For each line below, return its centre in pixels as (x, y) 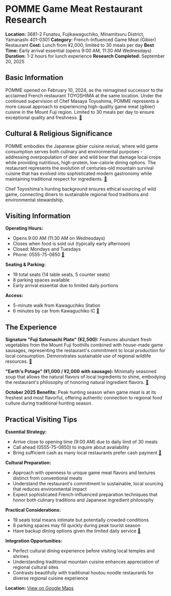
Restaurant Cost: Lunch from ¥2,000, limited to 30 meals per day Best (80, 45)
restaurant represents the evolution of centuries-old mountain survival (80, 168)
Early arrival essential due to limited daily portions (65, 286)
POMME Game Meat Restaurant (74, 9)
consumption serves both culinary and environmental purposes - (74, 151)
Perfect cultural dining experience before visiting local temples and (84, 551)
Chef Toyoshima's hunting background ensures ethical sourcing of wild (81, 189)
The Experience (31, 327)
